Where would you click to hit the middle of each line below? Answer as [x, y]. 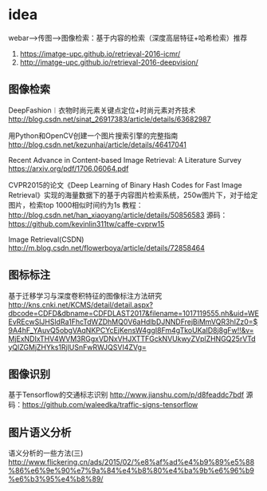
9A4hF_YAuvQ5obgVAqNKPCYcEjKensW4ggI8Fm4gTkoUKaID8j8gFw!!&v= [131, 330]
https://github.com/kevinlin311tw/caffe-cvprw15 [86, 224]
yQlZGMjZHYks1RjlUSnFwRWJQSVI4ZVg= [78, 347]
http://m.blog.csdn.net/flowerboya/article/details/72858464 [106, 247]
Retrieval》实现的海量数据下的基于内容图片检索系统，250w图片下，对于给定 [133, 195]
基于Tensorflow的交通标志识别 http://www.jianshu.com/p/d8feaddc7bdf [126, 395]
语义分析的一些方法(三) [46, 453]
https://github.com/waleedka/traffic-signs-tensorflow [110, 405]
